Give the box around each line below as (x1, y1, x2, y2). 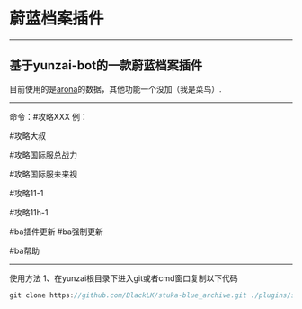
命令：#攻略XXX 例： (9, 111, 88, 122)
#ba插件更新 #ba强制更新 (9, 226, 103, 237)
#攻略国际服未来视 (9, 168, 78, 179)
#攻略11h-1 (9, 206, 49, 217)
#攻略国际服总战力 (9, 150, 78, 160)
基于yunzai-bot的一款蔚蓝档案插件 (9, 58, 203, 73)
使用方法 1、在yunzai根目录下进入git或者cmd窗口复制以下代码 (9, 272, 238, 284)
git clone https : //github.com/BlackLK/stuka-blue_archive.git (9, 290, 247, 300)
